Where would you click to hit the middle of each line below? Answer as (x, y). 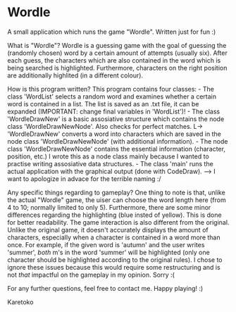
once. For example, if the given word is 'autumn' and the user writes (106, 244)
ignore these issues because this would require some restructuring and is (114, 267)
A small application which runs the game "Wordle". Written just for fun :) (112, 32)
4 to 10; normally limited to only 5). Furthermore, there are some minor (109, 207)
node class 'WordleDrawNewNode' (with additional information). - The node (118, 141)
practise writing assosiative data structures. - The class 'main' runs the (110, 163)
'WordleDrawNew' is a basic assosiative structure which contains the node (116, 119)
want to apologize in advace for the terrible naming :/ (84, 179)
